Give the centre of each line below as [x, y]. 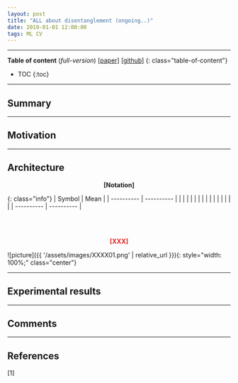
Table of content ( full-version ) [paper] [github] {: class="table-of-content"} [118, 60]
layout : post [27, 14]
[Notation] [119, 184]
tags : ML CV [25, 34]
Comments [32, 323]
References [33, 356]
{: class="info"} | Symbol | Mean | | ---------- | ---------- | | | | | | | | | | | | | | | [119, 199]
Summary [29, 103]
